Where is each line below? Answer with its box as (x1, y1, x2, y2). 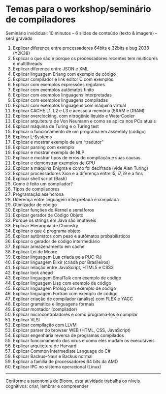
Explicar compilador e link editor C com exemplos (12, 76, 114, 82)
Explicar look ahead (12, 270, 53, 275)
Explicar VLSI (12, 316, 40, 323)
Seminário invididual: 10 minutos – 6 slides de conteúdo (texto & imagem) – (5, 30, 158, 36)
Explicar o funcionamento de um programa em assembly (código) (12, 128, 146, 134)
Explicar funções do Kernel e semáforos (12, 207, 94, 212)
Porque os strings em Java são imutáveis (12, 217, 97, 223)
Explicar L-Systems (12, 134, 52, 140)
